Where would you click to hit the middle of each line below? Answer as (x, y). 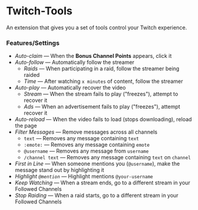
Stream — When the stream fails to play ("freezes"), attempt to (101, 94)
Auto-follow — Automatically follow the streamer (75, 62)
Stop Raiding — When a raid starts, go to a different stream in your (97, 196)
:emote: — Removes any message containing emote (87, 145)
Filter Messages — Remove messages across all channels (86, 132)
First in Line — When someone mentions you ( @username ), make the (97, 164)
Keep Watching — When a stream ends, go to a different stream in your (103, 183)
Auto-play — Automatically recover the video (70, 88)
